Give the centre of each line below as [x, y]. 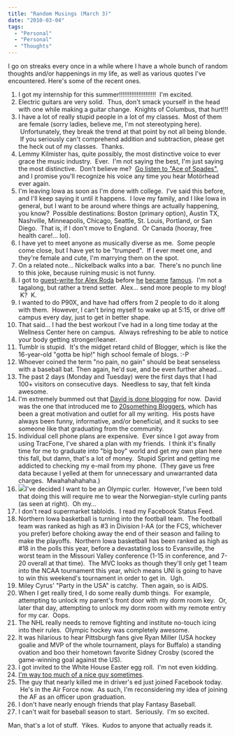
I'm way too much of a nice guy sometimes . [81, 674]
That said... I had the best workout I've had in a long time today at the [118, 325]
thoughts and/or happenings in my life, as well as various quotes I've [107, 73]
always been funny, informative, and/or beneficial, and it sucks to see [118, 421]
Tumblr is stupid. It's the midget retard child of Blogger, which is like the [122, 347]
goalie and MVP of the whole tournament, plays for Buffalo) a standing [120, 645]
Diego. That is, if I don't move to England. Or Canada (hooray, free [115, 228]
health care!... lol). [44, 236]
